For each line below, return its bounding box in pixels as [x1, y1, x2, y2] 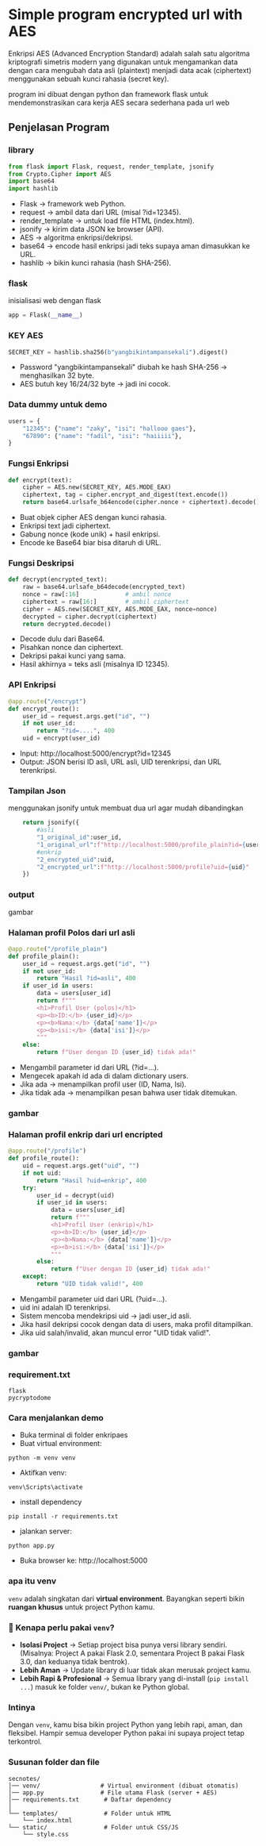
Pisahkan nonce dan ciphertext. [19, 643, 123, 652]
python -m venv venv [8, 1454, 77, 1462]
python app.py [8, 1542, 55, 1550]
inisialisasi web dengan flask [8, 296, 101, 306]
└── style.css [22, 1830, 69, 1838]
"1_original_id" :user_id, [36, 833, 123, 842]
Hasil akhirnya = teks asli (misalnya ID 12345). [19, 660, 170, 669]
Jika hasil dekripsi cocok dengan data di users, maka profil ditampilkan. [19, 1319, 253, 1329]
